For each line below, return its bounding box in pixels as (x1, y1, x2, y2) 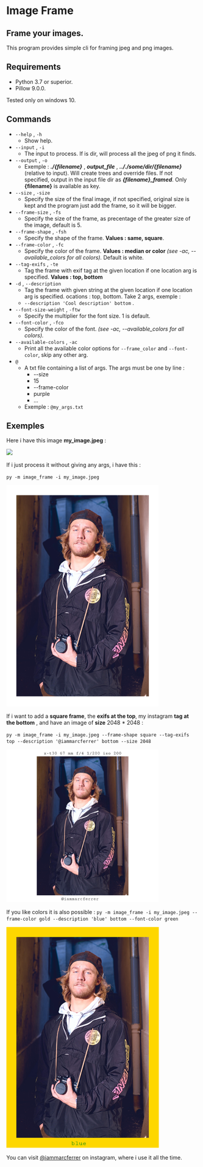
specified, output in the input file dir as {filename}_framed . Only (24, 175, 187, 183)
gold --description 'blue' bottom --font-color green (38, 916, 179, 922)
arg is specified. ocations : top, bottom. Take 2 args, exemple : (24, 293, 181, 300)
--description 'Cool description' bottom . (24, 299, 134, 306)
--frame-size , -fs (15, 208, 62, 216)
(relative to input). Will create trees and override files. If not (24, 169, 173, 177)
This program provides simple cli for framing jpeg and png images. (6, 44, 174, 51)
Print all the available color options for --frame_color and (24, 345, 168, 352)
